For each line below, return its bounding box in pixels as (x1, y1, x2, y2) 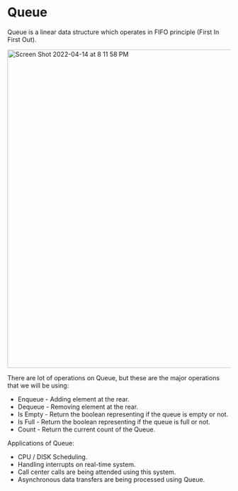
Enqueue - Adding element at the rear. (17, 395, 130, 403)
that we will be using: (7, 381, 69, 390)
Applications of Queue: (7, 438, 74, 447)
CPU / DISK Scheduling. (17, 452, 88, 461)
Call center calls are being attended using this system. (17, 468, 176, 476)
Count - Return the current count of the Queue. (17, 425, 156, 434)
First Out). (7, 35, 37, 43)
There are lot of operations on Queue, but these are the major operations (7, 373, 220, 382)
